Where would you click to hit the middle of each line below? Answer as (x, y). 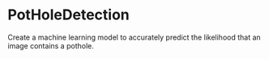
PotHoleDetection (69, 15)
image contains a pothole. (51, 45)
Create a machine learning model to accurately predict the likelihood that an (134, 37)
